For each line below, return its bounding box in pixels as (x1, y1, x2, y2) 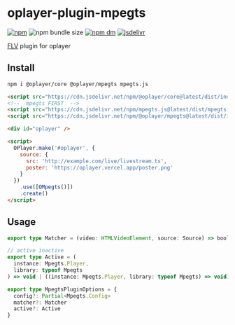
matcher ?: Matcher (13, 299, 68, 306)
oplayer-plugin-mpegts (7, 5, 146, 21)
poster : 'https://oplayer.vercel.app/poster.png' (25, 164, 173, 171)
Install (7, 62, 35, 74)
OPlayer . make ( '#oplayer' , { (13, 144, 96, 151)
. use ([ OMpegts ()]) (20, 184, 73, 191)
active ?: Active (13, 305, 61, 312)
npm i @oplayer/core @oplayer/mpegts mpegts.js (7, 81, 149, 88)
